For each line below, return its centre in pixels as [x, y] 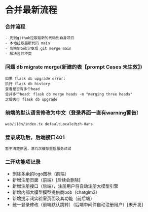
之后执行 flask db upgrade [31, 99]
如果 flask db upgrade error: [35, 78]
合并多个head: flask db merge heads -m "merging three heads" [69, 94]
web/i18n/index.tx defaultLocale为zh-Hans [49, 124]
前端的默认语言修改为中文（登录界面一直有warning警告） [73, 113]
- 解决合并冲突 [18, 54]
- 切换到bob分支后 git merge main [38, 49]
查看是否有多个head [22, 89]
